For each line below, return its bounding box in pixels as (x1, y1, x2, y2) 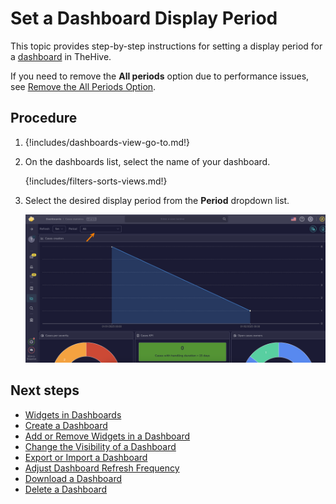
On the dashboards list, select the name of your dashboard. (24, 155, 271, 167)
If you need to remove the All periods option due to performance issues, (10, 70, 310, 82)
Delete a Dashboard (24, 483, 108, 495)
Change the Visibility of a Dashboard (24, 440, 177, 452)
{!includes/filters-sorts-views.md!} (24, 175, 168, 187)
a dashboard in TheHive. (10, 50, 112, 62)
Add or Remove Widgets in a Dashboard (24, 430, 191, 442)
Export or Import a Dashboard (24, 451, 148, 463)
